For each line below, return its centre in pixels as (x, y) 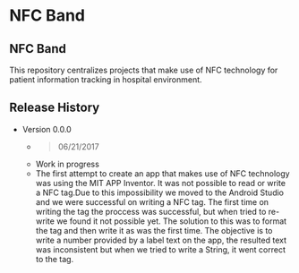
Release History (55, 108)
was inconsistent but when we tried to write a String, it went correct (161, 249)
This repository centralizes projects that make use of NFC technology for (144, 70)
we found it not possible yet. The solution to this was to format (172, 221)
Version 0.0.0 (47, 129)
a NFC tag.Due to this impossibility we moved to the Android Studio (160, 192)
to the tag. (55, 259)
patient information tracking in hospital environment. (106, 80)
